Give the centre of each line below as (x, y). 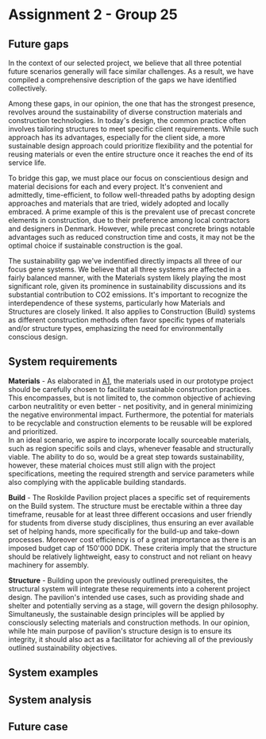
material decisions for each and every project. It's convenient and (116, 187)
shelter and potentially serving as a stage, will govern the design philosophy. (133, 606)
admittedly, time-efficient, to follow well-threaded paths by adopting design (132, 195)
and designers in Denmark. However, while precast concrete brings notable (132, 229)
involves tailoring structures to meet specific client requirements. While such (133, 129)
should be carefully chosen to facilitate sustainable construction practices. (130, 389)
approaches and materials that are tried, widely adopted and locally (118, 203)
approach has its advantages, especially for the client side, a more (117, 137)
